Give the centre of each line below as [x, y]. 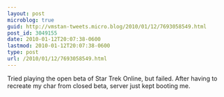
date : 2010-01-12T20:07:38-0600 [54, 39]
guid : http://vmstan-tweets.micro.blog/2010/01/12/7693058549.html [107, 26]
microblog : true [31, 20]
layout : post [26, 14]
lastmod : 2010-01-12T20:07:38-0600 [59, 46]
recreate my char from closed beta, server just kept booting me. [99, 86]
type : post [23, 53]
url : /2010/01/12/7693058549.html [57, 59]
